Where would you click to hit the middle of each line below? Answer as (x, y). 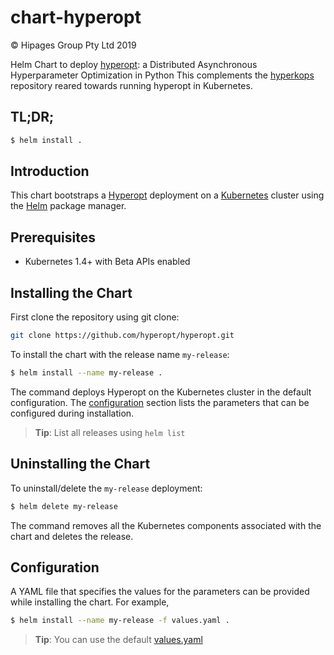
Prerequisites (53, 237)
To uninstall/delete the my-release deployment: (106, 488)
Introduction (50, 171)
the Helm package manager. (68, 206)
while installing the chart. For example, (90, 602)
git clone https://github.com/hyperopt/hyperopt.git (122, 336)
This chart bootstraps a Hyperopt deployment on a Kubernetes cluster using (167, 195)
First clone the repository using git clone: (95, 317)
